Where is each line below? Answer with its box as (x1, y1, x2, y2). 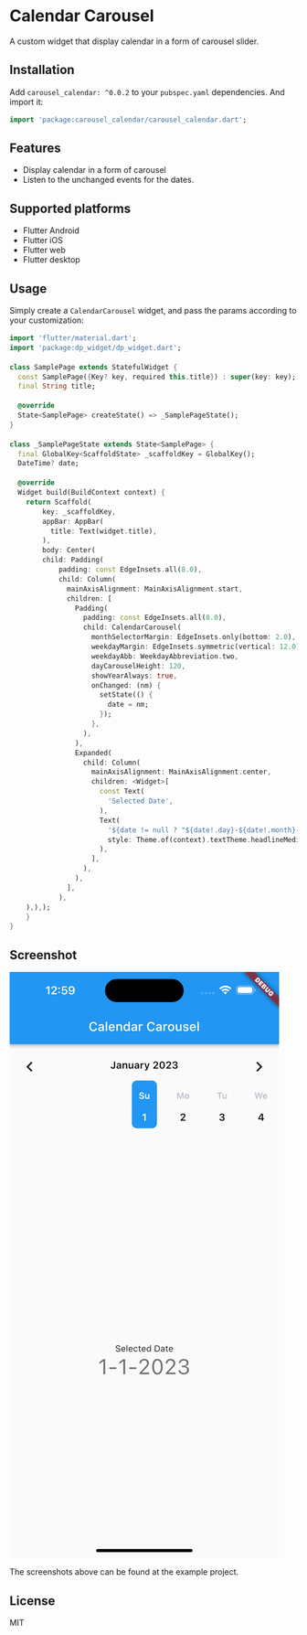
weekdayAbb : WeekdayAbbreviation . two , (90, 651, 239, 661)
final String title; (17, 381, 96, 391)
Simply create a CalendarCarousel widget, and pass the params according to (9, 305, 297, 316)
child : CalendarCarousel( (82, 623, 182, 632)
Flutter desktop (22, 254, 80, 265)
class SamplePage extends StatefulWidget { (9, 362, 178, 371)
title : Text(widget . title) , (49, 527, 157, 536)
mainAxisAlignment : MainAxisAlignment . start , (67, 584, 244, 593)
